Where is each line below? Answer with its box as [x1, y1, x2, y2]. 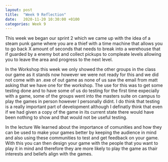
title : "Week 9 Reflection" [5, 12, 66, 17]
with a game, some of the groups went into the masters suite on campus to [5, 93, 160, 99]
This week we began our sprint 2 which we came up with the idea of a [5, 35, 151, 41]
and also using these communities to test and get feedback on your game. [5, 135, 159, 141]
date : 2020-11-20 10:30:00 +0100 [5, 17, 80, 22]
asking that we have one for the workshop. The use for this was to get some [5, 83, 163, 89]
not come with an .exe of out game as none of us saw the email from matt [5, 77, 158, 83]
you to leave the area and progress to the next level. [5, 56, 113, 63]
